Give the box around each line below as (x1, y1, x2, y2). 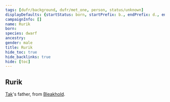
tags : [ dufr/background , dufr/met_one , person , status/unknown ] (5, 7, 144, 13)
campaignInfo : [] (5, 17, 42, 22)
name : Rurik (5, 21, 30, 27)
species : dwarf (5, 31, 37, 36)
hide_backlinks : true (5, 54, 51, 60)
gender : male (5, 40, 33, 45)
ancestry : (5, 36, 26, 41)
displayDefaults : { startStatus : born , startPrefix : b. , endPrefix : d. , (5, 12, 159, 17)
